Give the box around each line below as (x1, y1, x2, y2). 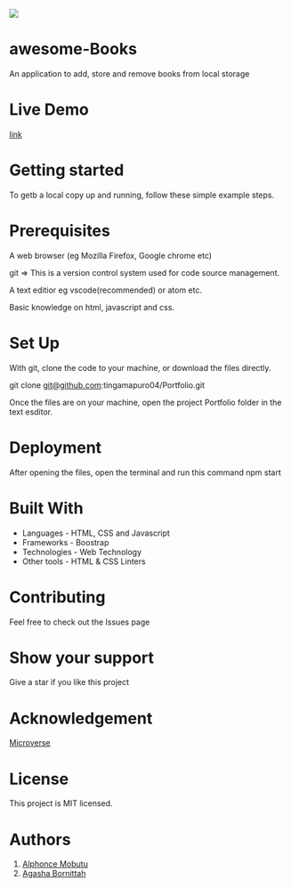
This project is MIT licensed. (9, 798, 113, 809)
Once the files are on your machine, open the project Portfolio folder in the (9, 397, 282, 407)
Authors (9, 829, 71, 850)
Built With (9, 498, 84, 518)
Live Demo (9, 100, 89, 120)
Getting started (9, 160, 125, 181)
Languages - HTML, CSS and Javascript (21, 528, 171, 538)
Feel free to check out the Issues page (9, 617, 150, 627)
